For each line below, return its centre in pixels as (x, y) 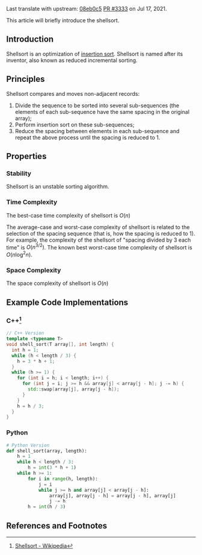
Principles (26, 79)
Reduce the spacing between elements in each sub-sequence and (97, 131)
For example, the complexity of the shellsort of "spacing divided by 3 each (99, 240)
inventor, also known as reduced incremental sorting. (72, 60)
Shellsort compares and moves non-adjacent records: (73, 93)
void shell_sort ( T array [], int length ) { (60, 345)
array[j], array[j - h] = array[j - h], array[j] (112, 496)
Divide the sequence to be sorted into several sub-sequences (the (97, 105)
